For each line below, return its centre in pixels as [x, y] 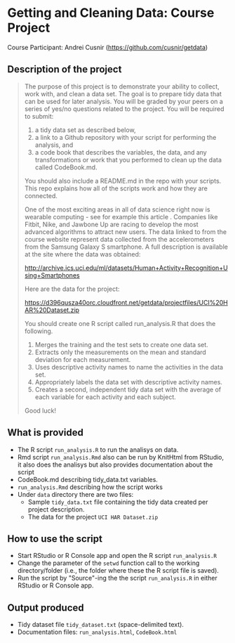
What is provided [46, 433]
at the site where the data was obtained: [82, 254]
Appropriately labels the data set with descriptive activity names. [129, 382]
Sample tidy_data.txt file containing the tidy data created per [118, 502]
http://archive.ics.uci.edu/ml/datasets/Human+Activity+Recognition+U [126, 268]
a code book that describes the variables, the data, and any [121, 152]
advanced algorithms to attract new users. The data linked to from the [125, 232]
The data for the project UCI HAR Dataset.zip [93, 517]
